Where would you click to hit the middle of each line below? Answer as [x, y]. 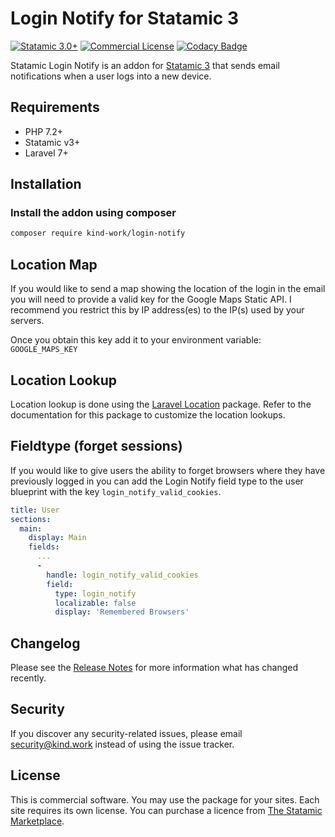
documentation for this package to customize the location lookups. [148, 414]
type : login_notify [95, 593]
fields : [44, 547]
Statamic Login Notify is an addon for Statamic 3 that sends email [145, 65]
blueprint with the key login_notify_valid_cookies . [116, 491]
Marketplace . [37, 821]
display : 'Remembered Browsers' [122, 612]
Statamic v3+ [52, 142]
